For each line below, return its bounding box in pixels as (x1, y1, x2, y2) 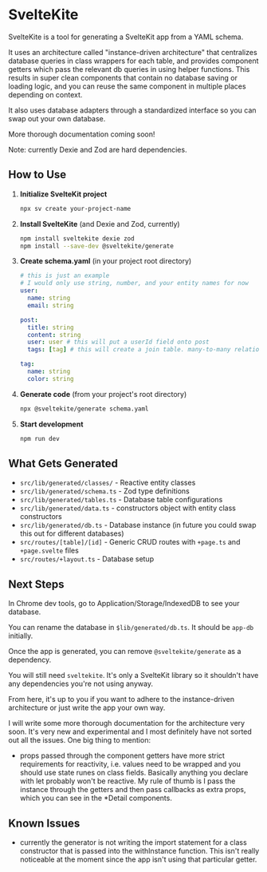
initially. (8, 631, 33, 640)
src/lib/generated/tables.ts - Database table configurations (19, 495, 223, 505)
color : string (27, 375, 74, 382)
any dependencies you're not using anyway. (8, 679, 154, 688)
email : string (27, 301, 74, 309)
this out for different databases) (19, 529, 125, 538)
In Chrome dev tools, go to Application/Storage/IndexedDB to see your (8, 599, 240, 608)
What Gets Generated (8, 457, 118, 470)
